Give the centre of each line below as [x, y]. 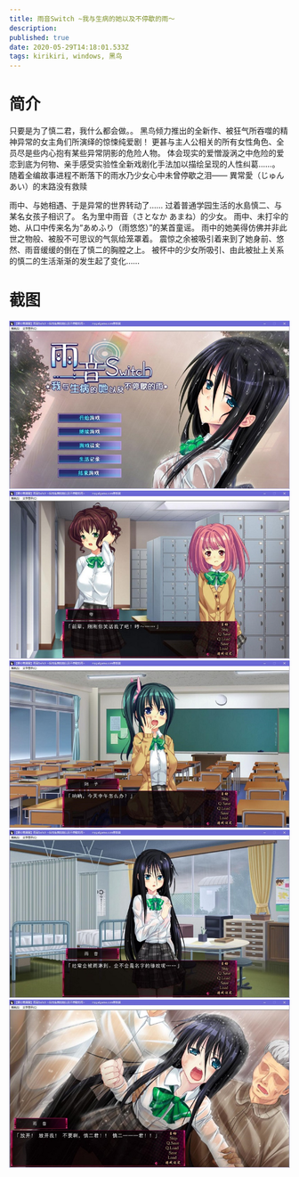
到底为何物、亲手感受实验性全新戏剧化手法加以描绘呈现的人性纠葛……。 [148, 164]
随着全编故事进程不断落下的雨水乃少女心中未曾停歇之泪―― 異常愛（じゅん [147, 176]
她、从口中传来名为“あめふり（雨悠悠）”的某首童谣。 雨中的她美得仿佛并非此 [148, 228]
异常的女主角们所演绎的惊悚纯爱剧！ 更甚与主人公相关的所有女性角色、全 [150, 142]
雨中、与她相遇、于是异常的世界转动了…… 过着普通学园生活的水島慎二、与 [146, 206]
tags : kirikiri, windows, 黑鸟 [66, 57]
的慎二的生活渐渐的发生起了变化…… [75, 261]
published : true [39, 37]
